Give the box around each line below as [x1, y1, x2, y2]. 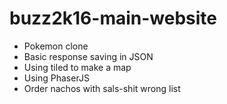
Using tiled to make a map [23, 61, 132, 73]
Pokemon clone [23, 40, 89, 52]
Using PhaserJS [23, 72, 90, 84]
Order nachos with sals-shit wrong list [23, 82, 181, 94]
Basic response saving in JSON [23, 50, 154, 62]
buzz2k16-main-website [9, 7, 217, 30]
